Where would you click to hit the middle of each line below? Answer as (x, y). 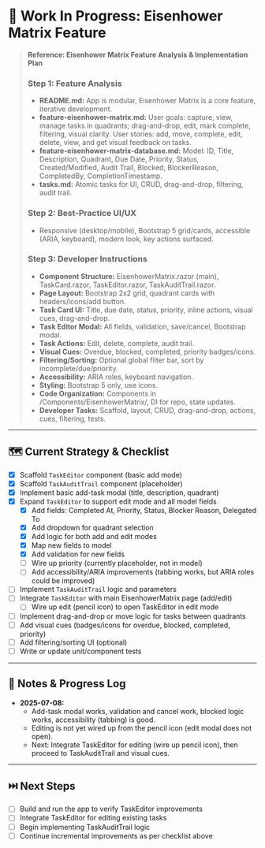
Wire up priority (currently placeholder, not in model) (117, 563)
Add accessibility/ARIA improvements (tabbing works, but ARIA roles (143, 572)
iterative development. (76, 109)
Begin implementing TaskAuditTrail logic (85, 827)
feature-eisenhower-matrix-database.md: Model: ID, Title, (136, 151)
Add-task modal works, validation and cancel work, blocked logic (138, 711)
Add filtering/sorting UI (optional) (73, 642)
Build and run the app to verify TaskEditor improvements (111, 809)
